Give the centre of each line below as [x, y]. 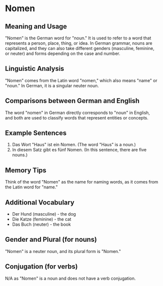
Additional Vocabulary [40, 202]
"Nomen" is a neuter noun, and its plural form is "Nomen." [63, 251]
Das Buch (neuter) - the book [41, 224]
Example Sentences [36, 133]
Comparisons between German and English [72, 101]
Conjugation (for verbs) [41, 267]
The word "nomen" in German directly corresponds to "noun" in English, [77, 113]
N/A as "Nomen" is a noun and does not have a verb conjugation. [71, 278]
